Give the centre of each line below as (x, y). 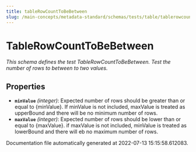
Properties (26, 86)
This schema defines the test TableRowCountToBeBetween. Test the (88, 62)
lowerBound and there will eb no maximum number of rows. (86, 132)
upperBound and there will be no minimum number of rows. (86, 113)
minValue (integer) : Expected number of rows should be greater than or (100, 101)
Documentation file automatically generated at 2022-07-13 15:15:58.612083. (97, 143)
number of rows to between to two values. (57, 68)
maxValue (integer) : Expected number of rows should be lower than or (98, 119)
